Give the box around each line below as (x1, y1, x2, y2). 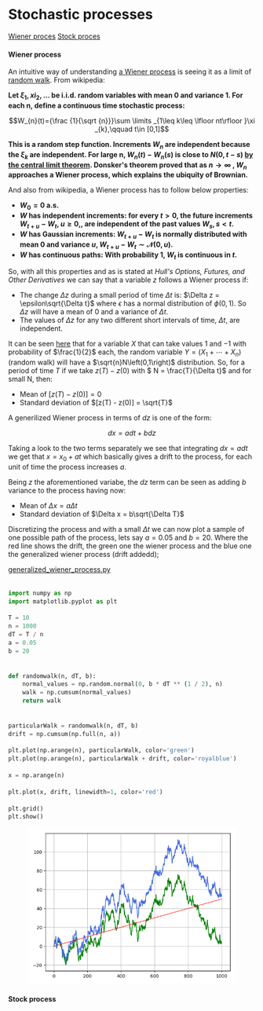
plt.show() (8, 813, 44, 821)
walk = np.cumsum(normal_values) (22, 689, 132, 697)
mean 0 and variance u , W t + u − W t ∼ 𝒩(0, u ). (19, 240, 174, 251)
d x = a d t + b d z (107, 428, 157, 438)
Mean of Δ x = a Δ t (19, 500, 78, 510)
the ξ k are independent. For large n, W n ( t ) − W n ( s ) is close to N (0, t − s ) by (8, 149, 254, 161)
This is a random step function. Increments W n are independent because (8, 139, 250, 151)
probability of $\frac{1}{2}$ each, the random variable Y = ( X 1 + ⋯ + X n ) (8, 347, 242, 359)
